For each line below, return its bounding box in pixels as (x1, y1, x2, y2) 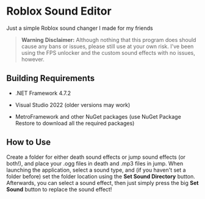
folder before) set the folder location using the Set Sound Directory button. (6, 172, 195, 180)
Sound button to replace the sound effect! (6, 186, 112, 193)
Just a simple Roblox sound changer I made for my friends (6, 24, 154, 32)
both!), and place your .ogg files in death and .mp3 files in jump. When (6, 159, 184, 167)
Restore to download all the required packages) (15, 119, 135, 127)
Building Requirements (6, 73, 95, 83)
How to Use (6, 137, 51, 147)
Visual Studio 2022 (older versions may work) (15, 101, 131, 108)
